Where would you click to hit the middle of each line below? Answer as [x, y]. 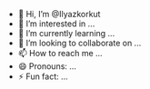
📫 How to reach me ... [60, 53]
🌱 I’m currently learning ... [66, 33]
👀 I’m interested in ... [56, 24]
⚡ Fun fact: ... [43, 76]
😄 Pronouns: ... [47, 66]
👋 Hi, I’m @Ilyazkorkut [59, 14]
